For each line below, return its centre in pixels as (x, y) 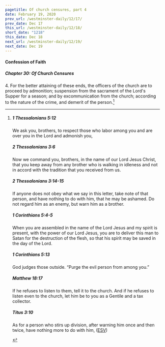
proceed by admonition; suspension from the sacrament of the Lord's (75, 91)
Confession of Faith (26, 62)
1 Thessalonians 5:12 (34, 118)
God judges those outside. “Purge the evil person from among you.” (81, 267)
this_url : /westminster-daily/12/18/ (44, 28)
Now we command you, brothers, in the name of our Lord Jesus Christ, (84, 159)
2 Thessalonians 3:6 (34, 147)
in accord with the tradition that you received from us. (67, 170)
